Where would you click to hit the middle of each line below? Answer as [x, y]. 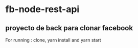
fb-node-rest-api [42, 9]
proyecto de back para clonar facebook [69, 28]
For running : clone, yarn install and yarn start [53, 40]
